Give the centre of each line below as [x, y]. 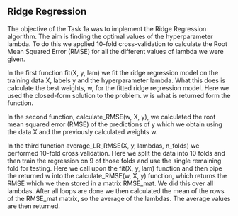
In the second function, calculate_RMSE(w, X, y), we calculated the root [112, 117]
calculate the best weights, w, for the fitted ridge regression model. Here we [118, 87]
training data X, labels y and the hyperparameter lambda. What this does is [116, 80]
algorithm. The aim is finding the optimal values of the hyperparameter [110, 36]
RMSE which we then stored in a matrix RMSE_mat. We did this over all [110, 183]
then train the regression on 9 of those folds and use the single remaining [114, 161]
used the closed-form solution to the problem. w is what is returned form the [119, 95]
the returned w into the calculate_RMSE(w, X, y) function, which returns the [117, 175]
